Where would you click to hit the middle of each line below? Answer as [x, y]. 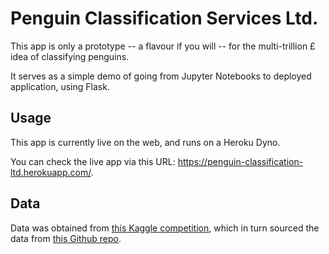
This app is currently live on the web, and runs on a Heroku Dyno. [145, 142]
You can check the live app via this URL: [93, 161]
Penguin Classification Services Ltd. [164, 18]
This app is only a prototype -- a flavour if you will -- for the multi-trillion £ [163, 46]
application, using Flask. [60, 86]
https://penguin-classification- [240, 161]
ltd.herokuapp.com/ [51, 172]
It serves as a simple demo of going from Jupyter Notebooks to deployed [161, 76]
